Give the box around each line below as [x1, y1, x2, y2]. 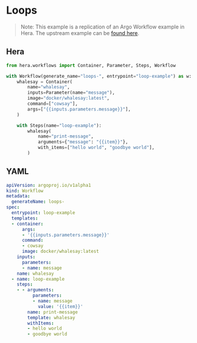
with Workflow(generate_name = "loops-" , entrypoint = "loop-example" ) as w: [6, 73, 192, 79]
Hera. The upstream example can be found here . [20, 29, 140, 36]
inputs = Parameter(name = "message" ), [27, 90, 115, 96]
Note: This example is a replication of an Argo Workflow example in [20, 23, 185, 30]
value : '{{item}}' [37, 303, 83, 309]
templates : [11, 215, 38, 221]
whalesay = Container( [17, 78, 73, 85]
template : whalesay [27, 315, 76, 320]
